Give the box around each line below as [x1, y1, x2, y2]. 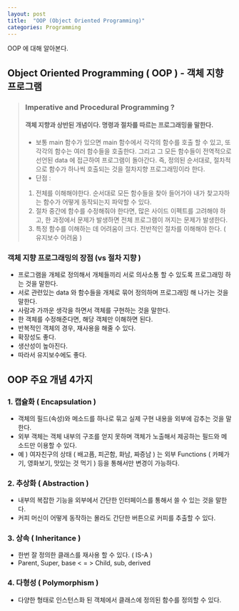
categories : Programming [7, 24, 81, 31]
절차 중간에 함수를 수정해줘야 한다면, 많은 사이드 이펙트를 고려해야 [35, 206, 219, 215]
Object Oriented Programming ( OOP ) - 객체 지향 [7, 67, 224, 79]
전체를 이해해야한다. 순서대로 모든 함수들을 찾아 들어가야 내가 [35, 188, 205, 197]
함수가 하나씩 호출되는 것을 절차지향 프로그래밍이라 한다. [49, 165, 205, 173]
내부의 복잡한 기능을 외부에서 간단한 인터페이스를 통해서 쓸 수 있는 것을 [17, 496, 214, 505]
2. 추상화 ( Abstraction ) [7, 478, 89, 488]
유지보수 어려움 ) [35, 233, 82, 242]
